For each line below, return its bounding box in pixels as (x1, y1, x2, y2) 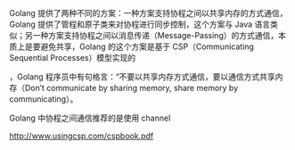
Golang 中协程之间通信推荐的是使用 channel (9, 112, 171, 123)
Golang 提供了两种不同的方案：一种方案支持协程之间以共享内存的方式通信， (9, 8, 288, 18)
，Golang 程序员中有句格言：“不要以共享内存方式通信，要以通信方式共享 (9, 71, 276, 82)
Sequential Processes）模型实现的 (9, 53, 136, 62)
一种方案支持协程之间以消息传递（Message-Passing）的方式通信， (32, 30, 279, 40)
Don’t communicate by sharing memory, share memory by (24, 83, 239, 93)
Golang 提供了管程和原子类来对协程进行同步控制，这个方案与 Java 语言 (9, 19, 271, 29)
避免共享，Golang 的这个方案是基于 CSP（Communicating (39, 41, 254, 52)
